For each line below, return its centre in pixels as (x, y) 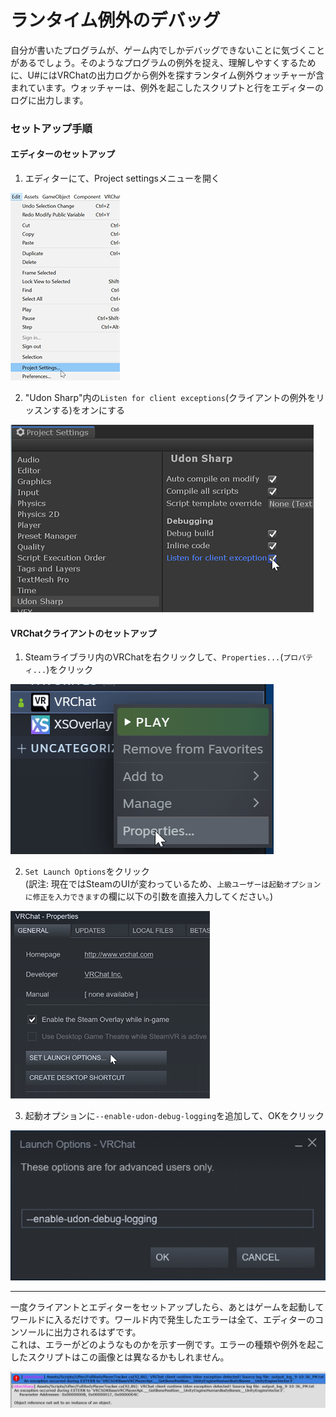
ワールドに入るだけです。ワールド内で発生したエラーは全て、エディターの (162, 1319)
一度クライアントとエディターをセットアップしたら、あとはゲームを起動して (167, 1307)
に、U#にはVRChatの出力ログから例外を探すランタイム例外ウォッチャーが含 (167, 75)
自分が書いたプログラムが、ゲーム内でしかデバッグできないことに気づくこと (167, 50)
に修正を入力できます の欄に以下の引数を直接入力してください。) (148, 897)
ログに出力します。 (49, 100)
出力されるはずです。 (97, 1332)
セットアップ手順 (51, 128)
